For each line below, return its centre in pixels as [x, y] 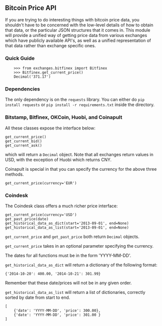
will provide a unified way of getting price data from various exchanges [76, 35]
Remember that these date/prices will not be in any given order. [68, 283]
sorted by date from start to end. [38, 297]
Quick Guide [20, 58]
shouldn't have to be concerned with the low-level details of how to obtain [79, 25]
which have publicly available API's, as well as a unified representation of [78, 40]
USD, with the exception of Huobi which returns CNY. [58, 160]
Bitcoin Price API [31, 8]
